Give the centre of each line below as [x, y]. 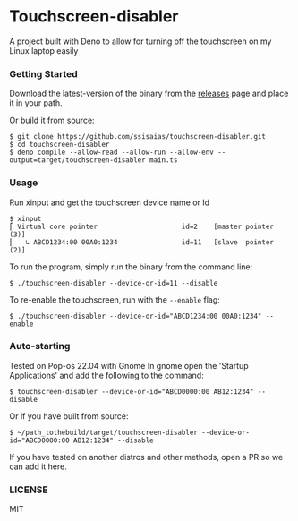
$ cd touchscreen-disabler [60, 145]
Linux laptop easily [44, 50]
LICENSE [29, 490]
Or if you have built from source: [69, 416]
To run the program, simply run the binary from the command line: [131, 267]
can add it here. [38, 466]
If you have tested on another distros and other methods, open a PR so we [146, 457]
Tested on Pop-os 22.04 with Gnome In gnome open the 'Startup [129, 365]
